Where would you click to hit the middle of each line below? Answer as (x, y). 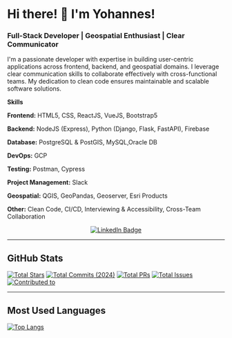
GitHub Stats (35, 258)
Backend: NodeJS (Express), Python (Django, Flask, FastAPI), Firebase (108, 129)
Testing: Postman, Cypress (46, 169)
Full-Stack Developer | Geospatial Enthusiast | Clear (96, 36)
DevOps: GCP (27, 156)
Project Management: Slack (48, 182)
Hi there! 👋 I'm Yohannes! (81, 14)
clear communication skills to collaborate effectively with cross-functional (112, 74)
